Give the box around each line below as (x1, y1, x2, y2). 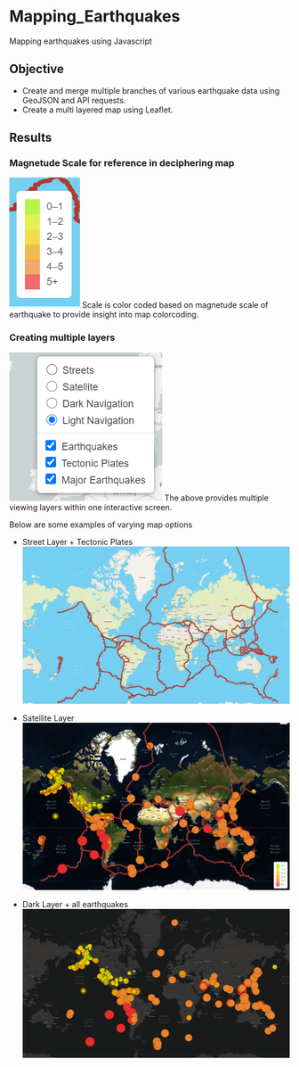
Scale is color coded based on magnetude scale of (81, 300, 269, 310)
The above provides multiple (164, 492, 269, 503)
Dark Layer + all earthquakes (21, 899, 129, 910)
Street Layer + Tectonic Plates (21, 536, 133, 547)
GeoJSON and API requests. (21, 95, 126, 105)
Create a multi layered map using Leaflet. (21, 104, 174, 115)
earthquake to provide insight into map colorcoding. (9, 310, 199, 320)
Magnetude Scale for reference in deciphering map (9, 157, 235, 170)
